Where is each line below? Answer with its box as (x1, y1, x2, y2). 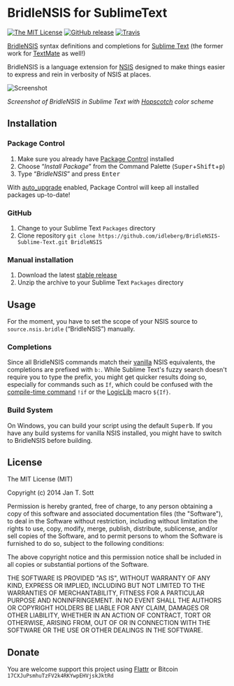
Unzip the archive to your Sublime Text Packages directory (17, 278, 184, 287)
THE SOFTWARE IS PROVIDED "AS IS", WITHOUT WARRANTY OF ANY (7, 574, 211, 582)
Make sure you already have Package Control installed (17, 154, 175, 163)
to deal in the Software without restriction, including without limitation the (7, 517, 218, 526)
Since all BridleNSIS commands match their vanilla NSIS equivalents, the (7, 358, 215, 366)
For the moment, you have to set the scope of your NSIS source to (7, 317, 198, 326)
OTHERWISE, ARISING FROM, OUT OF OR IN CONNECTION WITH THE (7, 619, 211, 627)
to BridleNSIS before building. (7, 436, 93, 444)
